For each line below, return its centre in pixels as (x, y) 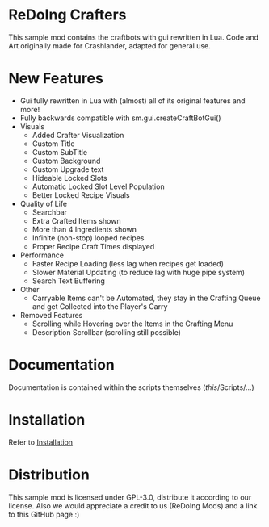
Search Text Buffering (68, 281)
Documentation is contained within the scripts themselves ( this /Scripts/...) (131, 387)
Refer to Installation (41, 442)
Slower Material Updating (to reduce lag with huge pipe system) (138, 272)
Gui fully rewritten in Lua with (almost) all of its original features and (132, 100)
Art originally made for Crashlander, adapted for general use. (110, 45)
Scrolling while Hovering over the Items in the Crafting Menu (132, 324)
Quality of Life (43, 203)
